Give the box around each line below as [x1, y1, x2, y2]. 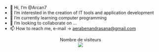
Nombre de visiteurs [60, 37, 101, 42]
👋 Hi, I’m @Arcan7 [9, 5, 47, 10]
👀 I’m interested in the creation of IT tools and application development [9, 10, 154, 16]
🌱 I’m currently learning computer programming [9, 15, 107, 20]
